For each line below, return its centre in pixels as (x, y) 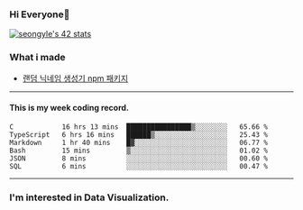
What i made (37, 58)
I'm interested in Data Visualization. (89, 197)
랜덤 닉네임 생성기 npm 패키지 (75, 78)
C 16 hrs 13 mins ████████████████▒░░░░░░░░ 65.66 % (139, 127)
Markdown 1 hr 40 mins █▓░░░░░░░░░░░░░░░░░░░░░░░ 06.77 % (139, 142)
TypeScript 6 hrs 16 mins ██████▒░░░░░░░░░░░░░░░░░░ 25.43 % (139, 134)
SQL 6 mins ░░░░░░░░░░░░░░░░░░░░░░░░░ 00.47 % (139, 166)
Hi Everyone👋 (40, 14)
